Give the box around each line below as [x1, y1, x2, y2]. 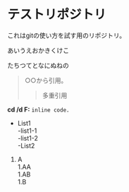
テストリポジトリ [7, 6, 107, 23]
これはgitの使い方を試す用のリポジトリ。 [7, 31, 125, 40]
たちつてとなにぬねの [7, 61, 69, 69]
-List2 [17, 141, 35, 150]
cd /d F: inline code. [7, 105, 70, 114]
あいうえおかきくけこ [7, 46, 69, 54]
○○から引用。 [24, 76, 68, 85]
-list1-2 [17, 133, 39, 142]
